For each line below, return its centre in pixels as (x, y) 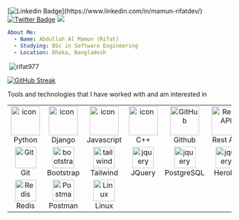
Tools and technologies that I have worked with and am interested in (107, 94)
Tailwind (104, 173)
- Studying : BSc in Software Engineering (76, 46)
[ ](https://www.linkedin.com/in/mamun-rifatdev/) (105, 11)
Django (63, 140)
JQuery (143, 173)
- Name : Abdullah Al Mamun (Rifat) (67, 39)
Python (25, 140)
